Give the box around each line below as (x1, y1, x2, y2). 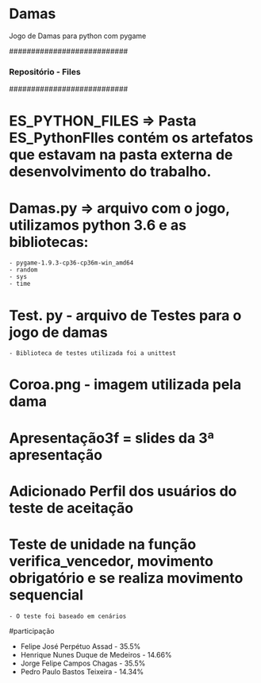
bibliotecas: (9, 233, 89, 251)
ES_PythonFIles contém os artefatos (9, 129, 254, 147)
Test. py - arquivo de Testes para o (9, 307, 242, 324)
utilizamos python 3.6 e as (9, 216, 187, 234)
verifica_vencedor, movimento (9, 553, 213, 570)
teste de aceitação (9, 499, 134, 517)
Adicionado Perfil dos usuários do (9, 482, 237, 500)
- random (9, 266, 38, 274)
